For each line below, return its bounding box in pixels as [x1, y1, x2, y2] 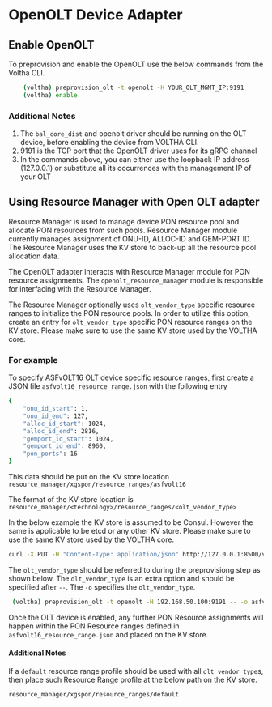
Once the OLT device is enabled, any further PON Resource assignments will [8, 612, 264, 622]
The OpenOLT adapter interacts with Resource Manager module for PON [8, 266, 251, 276]
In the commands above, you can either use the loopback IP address [19, 155, 249, 164]
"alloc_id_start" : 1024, [23, 420, 107, 428]
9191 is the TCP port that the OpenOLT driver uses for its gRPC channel [19, 146, 257, 155]
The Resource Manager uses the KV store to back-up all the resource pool [8, 242, 257, 252]
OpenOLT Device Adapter [8, 6, 183, 24]
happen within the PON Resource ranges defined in [8, 621, 180, 631]
